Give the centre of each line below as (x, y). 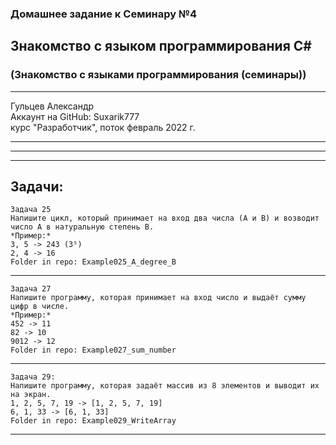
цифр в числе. (40, 307)
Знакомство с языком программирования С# (161, 46)
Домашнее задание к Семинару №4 (104, 14)
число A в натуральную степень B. (82, 227)
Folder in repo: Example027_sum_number (93, 350)
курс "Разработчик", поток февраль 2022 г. (103, 127)
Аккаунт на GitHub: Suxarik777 (75, 116)
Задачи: (37, 186)
